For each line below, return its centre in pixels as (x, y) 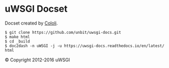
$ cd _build (17, 41)
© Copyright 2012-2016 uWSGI (37, 60)
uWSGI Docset (36, 9)
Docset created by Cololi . (31, 23)
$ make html (17, 37)
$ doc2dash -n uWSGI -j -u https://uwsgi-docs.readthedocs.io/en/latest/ (85, 46)
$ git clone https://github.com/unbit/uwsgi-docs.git (63, 32)
